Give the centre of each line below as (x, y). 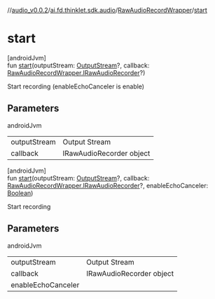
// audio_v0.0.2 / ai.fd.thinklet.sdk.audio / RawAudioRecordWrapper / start (107, 10)
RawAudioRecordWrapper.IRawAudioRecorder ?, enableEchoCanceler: (108, 185)
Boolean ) (20, 193)
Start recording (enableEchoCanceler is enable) (76, 86)
